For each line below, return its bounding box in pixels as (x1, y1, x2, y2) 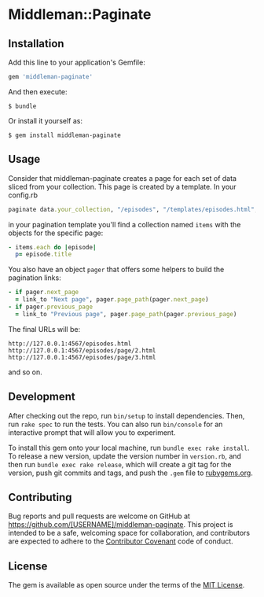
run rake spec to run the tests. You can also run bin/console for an (8, 419, 223, 429)
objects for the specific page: (8, 228, 104, 238)
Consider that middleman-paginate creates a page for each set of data (8, 173, 237, 182)
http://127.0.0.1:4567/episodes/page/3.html (8, 353, 156, 361)
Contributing (8, 491, 72, 504)
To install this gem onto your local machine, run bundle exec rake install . (8, 443, 250, 452)
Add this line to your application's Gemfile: (8, 57, 145, 67)
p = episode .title (15, 250, 72, 259)
